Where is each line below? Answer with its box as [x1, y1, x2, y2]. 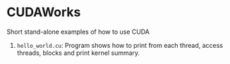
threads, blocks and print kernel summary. [16, 49, 140, 57]
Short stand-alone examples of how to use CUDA [6, 27, 150, 36]
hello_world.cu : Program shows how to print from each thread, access [16, 41, 224, 49]
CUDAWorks [6, 4, 81, 20]
